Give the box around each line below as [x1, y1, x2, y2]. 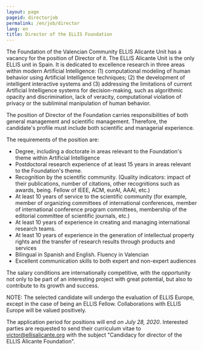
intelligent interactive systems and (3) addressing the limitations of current [6, 80, 192, 88]
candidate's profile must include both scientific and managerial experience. [6, 124, 195, 132]
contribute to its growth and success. [6, 282, 99, 289]
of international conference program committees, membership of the [15, 206, 187, 213]
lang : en [6, 25, 28, 32]
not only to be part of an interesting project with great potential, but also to [6, 275, 193, 283]
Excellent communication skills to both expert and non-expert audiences [15, 257, 196, 264]
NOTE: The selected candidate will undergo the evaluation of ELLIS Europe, [6, 294, 195, 301]
